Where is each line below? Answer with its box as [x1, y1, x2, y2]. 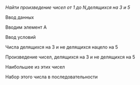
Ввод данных [5, 14, 34, 20]
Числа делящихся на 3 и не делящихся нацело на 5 [5, 44, 118, 50]
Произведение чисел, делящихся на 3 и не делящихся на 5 [5, 54, 135, 60]
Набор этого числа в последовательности [5, 74, 98, 80]
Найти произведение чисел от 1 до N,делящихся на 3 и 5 [5, 5, 130, 10]
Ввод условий [5, 34, 36, 40]
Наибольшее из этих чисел [5, 64, 65, 70]
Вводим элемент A [5, 24, 47, 30]
